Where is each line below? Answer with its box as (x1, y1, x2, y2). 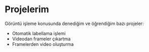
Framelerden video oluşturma (12, 41, 74, 47)
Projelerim (5, 4, 49, 15)
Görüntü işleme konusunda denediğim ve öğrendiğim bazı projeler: (5, 20, 144, 27)
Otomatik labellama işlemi (12, 30, 66, 36)
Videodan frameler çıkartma (12, 36, 71, 42)
